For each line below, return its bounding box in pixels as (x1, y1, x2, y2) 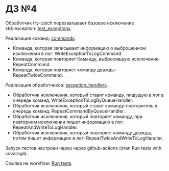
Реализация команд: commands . (5, 35, 76, 41)
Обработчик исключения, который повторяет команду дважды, (12, 129, 152, 135)
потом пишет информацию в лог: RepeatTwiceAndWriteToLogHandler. (12, 135, 163, 141)
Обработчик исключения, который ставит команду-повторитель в (12, 102, 157, 108)
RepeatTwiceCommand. (12, 72, 63, 78)
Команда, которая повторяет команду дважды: (12, 67, 116, 73)
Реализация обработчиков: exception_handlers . (5, 82, 108, 88)
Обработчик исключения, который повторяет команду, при (12, 113, 143, 120)
